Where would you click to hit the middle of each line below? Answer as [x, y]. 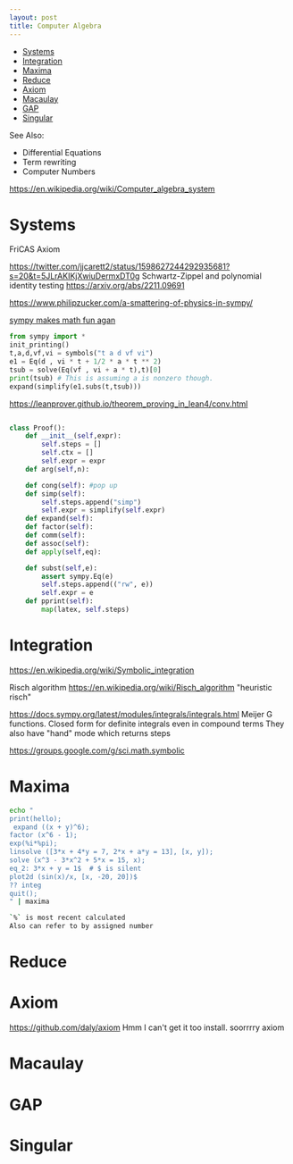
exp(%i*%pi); [33, 844]
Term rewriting [49, 162]
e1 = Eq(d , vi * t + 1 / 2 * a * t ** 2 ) [86, 362]
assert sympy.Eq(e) [78, 576]
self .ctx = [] [67, 453]
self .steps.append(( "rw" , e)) [97, 585]
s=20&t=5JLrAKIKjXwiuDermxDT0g [75, 276]
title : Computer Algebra [55, 26]
